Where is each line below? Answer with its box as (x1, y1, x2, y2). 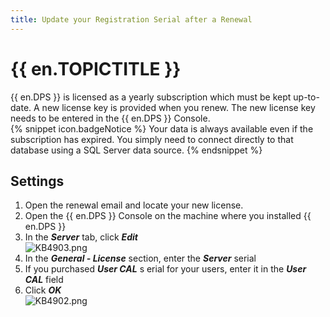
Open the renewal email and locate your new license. (24, 199, 244, 211)
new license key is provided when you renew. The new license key (41, 101, 316, 113)
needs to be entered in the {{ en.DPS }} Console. (10, 112, 211, 124)
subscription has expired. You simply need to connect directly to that (10, 133, 294, 145)
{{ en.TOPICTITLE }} (10, 57, 182, 80)
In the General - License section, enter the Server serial (24, 252, 257, 265)
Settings (10, 172, 65, 190)
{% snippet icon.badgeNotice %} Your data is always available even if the (10, 122, 314, 135)
